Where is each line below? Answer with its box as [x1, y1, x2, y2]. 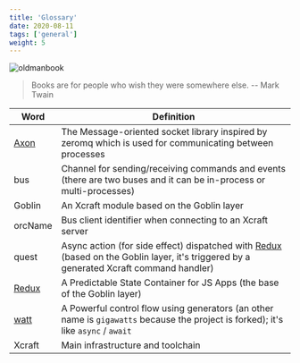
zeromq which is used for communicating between [61, 137, 274, 149]
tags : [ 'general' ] [9, 30, 78, 38]
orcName [13, 220, 53, 232]
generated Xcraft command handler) [61, 262, 214, 274]
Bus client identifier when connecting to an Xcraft [61, 214, 269, 226]
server [61, 225, 88, 238]
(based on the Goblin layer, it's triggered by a [61, 251, 251, 264]
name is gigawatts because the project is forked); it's [61, 314, 284, 326]
